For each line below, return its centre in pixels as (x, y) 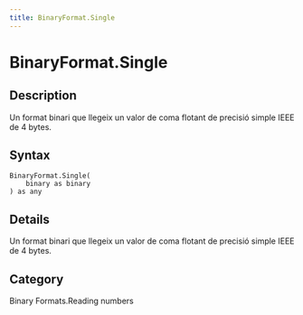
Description (43, 96)
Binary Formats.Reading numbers (71, 301)
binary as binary (58, 184)
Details (29, 219)
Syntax (30, 156)
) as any (26, 192)
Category (37, 279)
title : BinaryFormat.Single (62, 18)
